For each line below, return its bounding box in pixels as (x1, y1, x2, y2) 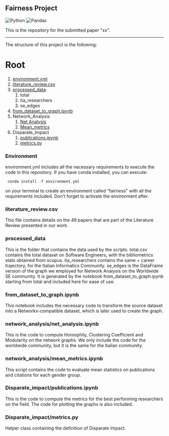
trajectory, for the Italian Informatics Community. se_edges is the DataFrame (5, 263, 163, 269)
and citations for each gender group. (5, 372, 81, 378)
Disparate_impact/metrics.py (5, 413, 79, 420)
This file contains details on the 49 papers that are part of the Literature (5, 217, 154, 223)
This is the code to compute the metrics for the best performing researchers (5, 396, 163, 402)
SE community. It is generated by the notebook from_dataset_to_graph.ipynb (5, 273, 164, 279)
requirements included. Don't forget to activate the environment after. (5, 193, 149, 199)
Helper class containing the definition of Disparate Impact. (5, 425, 126, 431)
